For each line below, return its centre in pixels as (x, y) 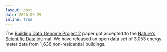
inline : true (19, 19)
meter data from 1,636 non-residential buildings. (55, 44)
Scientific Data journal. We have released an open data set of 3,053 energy (83, 39)
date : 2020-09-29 (24, 15)
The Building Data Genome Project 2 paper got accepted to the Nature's (80, 34)
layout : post (19, 10)
